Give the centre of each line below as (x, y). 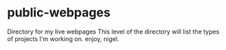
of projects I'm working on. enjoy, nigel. (63, 38)
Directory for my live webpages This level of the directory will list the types (113, 32)
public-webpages (59, 13)
